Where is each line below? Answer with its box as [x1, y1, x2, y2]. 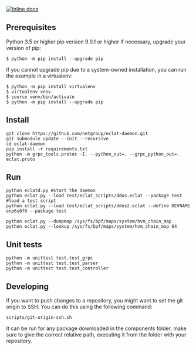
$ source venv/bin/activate [6, 94, 75, 100]
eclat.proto [6, 156, 35, 162]
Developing [6, 281, 49, 291]
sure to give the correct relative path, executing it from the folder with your [6, 331, 187, 338]
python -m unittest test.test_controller [6, 265, 109, 271]
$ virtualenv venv [6, 89, 51, 95]
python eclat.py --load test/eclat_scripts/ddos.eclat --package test [6, 193, 183, 199]
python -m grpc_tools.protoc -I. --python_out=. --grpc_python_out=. [6, 151, 180, 157]
